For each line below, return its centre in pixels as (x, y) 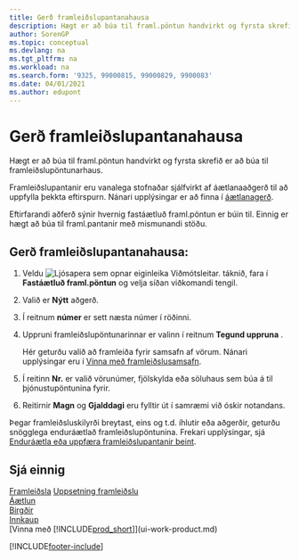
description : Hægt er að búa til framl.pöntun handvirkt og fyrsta (137, 26)
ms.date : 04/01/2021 (48, 84)
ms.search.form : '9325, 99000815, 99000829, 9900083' (111, 76)
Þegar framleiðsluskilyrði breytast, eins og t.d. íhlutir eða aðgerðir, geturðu (145, 423)
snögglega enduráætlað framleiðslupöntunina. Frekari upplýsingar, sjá (137, 432)
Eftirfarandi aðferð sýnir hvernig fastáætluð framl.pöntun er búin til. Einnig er (149, 214)
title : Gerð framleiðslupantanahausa (79, 17)
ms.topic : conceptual (49, 42)
